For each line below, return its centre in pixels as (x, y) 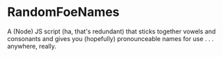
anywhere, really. (32, 46)
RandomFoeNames (63, 12)
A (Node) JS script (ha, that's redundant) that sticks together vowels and (111, 31)
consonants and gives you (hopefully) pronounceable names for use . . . (110, 38)
